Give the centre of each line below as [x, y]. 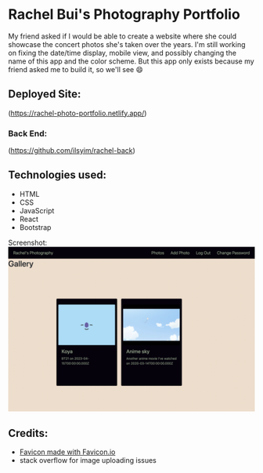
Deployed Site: [45, 95]
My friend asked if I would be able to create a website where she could [122, 36]
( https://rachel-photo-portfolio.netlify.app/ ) [77, 113]
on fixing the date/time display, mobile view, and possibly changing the [122, 53]
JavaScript [37, 210]
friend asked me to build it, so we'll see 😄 [76, 69]
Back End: [28, 133]
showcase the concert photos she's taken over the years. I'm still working [127, 44]
